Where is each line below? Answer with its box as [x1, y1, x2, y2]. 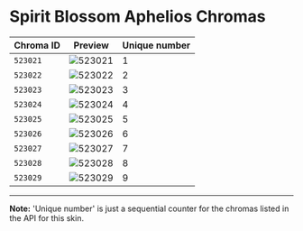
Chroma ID [14, 39, 60, 51]
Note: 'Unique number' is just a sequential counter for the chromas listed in [9, 203, 289, 214]
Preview [73, 39, 110, 51]
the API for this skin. [9, 212, 84, 223]
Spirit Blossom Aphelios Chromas [9, 6, 266, 27]
